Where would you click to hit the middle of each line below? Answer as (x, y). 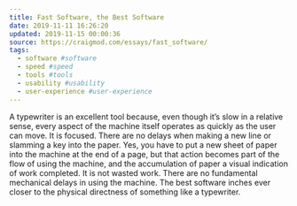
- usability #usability (61, 83)
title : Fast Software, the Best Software (87, 17)
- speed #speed (45, 67)
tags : (19, 50)
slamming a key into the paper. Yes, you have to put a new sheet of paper (143, 145)
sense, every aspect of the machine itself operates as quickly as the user (143, 126)
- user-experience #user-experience (85, 91)
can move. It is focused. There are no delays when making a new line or (141, 135)
